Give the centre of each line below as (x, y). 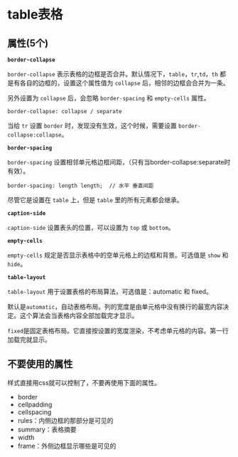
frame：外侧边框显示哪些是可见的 (67, 446)
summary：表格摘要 (47, 429)
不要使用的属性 (40, 364)
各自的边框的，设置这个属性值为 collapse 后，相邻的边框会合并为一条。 (124, 83)
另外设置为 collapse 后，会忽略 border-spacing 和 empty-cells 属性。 (109, 98)
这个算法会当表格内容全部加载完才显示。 (79, 315)
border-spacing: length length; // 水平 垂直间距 (81, 186)
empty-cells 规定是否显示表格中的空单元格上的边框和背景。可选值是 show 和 (118, 255)
